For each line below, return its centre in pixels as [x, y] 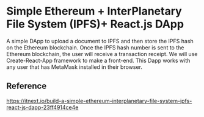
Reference [27, 86]
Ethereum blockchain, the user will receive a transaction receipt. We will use [102, 54]
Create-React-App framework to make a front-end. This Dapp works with [98, 60]
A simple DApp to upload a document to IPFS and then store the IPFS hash [100, 41]
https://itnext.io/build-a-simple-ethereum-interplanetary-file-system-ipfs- [99, 101]
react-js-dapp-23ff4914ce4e [42, 107]
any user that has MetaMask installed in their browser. [74, 67]
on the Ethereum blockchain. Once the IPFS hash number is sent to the [95, 48]
